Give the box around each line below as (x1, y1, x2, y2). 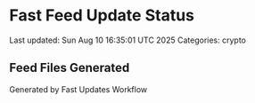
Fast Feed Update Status (9, 5, 194, 26)
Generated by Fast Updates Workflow (9, 83, 148, 94)
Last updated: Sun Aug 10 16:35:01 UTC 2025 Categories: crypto (9, 35, 247, 45)
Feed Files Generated (9, 60, 130, 75)
